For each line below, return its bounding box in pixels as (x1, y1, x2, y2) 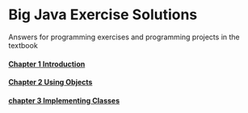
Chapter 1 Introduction (8, 59, 86, 69)
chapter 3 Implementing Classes (8, 95, 120, 105)
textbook (8, 40, 38, 50)
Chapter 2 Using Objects (8, 78, 93, 87)
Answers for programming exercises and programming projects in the (8, 32, 240, 42)
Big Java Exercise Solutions (8, 6, 198, 24)
